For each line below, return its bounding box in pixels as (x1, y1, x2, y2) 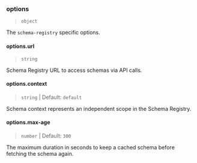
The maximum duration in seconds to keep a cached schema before (6, 143, 175, 151)
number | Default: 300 (20, 132, 71, 139)
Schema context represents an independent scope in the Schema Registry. (6, 105, 192, 112)
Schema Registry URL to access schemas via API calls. (6, 67, 142, 74)
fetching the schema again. (6, 150, 74, 157)
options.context (6, 80, 47, 87)
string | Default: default (20, 93, 82, 101)
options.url (6, 43, 35, 50)
